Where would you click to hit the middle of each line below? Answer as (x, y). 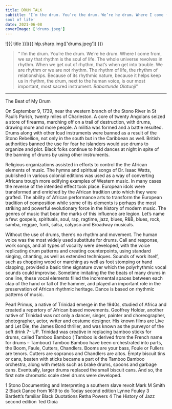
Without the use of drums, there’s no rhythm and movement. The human (81, 235)
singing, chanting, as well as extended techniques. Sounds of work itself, (82, 257)
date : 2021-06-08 (24, 24)
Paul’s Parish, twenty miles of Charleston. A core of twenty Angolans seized (85, 116)
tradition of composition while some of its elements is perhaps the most (81, 203)
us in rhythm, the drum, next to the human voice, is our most (81, 81)
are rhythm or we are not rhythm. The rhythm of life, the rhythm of (88, 70)
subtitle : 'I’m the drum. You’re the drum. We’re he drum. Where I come (84, 15)
